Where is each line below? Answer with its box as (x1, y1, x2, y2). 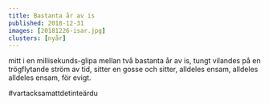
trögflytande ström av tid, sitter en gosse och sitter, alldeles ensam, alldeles (8, 65, 259, 74)
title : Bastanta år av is (8, 11, 95, 20)
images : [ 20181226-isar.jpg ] (8, 26, 106, 34)
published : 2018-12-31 (8, 19, 84, 27)
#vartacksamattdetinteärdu (8, 89, 99, 98)
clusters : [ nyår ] (8, 34, 67, 42)
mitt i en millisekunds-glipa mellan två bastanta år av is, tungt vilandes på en (8, 56, 261, 66)
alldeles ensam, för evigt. (8, 73, 92, 82)
